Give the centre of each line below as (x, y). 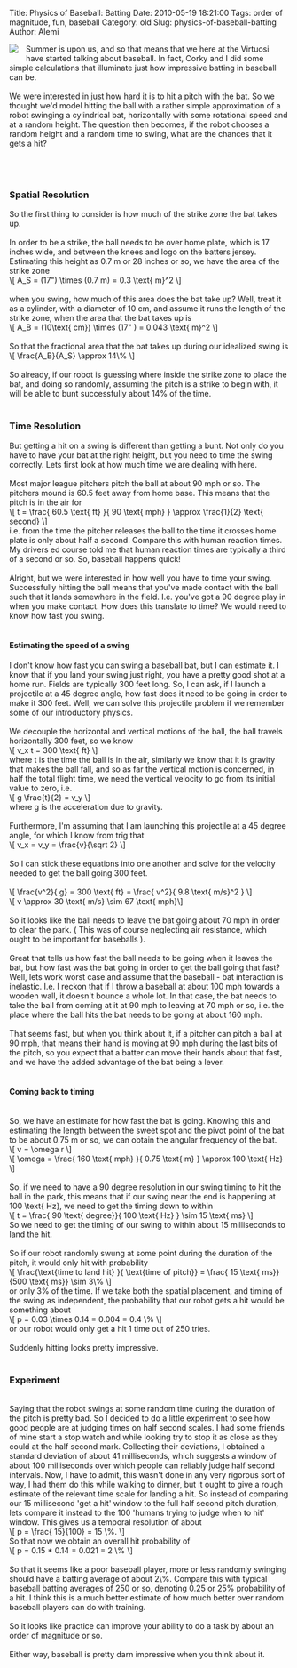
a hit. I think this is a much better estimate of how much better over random (146, 1598)
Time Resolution (45, 426)
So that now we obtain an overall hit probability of (100, 1541)
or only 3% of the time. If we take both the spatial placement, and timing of (146, 1291)
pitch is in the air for (46, 502)
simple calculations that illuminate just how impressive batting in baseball (143, 68)
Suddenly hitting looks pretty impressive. (84, 1347)
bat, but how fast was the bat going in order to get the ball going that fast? (145, 967)
